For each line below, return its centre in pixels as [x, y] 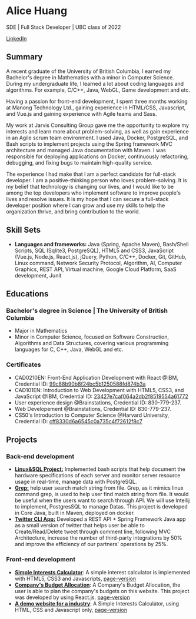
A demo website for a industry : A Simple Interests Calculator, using [97, 603]
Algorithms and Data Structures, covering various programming [92, 343]
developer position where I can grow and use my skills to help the [86, 205]
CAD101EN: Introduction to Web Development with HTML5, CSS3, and [99, 390]
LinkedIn [16, 38]
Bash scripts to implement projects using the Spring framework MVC [89, 144]
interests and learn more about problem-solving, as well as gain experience [98, 131]
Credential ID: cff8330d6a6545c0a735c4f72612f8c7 [78, 421]
